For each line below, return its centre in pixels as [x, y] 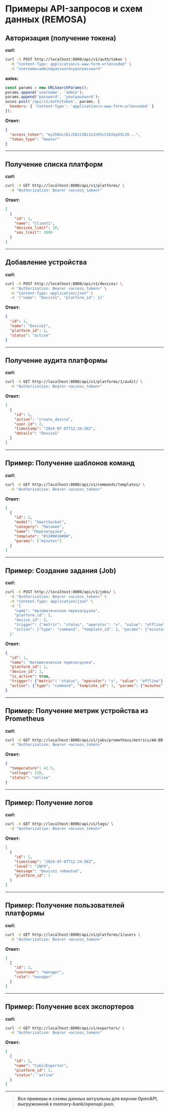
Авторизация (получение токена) [61, 38]
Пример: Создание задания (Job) [61, 570]
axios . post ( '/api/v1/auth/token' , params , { [53, 102]
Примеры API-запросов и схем [74, 9]
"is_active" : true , [30, 676]
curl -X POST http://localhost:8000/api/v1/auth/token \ [66, 59]
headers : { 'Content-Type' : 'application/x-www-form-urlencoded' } [82, 106]
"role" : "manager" [33, 977]
